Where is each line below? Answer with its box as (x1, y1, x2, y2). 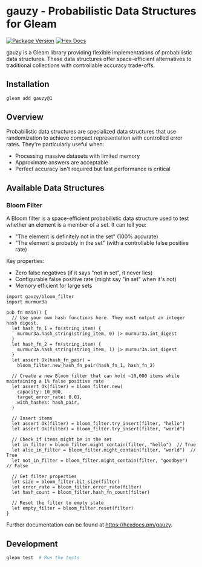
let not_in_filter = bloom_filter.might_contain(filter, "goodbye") (11, 458, 188, 464)
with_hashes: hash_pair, (17, 400, 80, 406)
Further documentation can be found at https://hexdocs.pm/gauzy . (6, 521, 173, 528)
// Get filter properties (11, 473, 77, 480)
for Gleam (6, 17, 57, 31)
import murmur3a (6, 299, 47, 305)
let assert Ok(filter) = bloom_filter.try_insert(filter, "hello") (11, 421, 186, 427)
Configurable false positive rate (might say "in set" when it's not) (15, 276, 177, 283)
